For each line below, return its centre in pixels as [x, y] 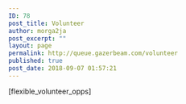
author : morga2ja [37, 31]
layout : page [30, 46]
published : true [35, 61]
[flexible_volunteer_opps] [50, 91]
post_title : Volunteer [46, 23]
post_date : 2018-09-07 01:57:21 [62, 69]
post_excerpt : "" [37, 38]
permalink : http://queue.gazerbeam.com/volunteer [93, 53]
